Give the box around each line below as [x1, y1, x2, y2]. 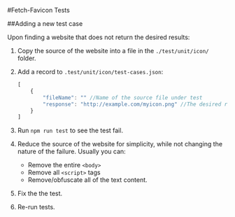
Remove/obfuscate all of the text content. [27, 176, 148, 184]
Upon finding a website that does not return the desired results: [7, 33, 190, 41]
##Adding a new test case [7, 20, 83, 27]
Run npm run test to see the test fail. [17, 126, 124, 135]
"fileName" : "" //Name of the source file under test [43, 94, 203, 101]
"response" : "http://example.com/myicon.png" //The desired [43, 101, 222, 108]
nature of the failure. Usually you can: [17, 147, 126, 156]
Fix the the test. [17, 189, 63, 198]
